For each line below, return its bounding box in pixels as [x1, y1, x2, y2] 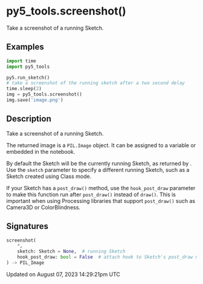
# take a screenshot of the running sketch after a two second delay [6, 80, 185, 86]
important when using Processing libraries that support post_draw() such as [6, 197, 195, 204]
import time [6, 58, 36, 64]
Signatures [6, 221, 49, 231]
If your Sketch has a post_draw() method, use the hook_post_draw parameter [6, 184, 196, 191]
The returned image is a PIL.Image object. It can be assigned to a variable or [6, 141, 196, 149]
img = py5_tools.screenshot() [6, 91, 83, 97]
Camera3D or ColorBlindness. [6, 203, 80, 211]
